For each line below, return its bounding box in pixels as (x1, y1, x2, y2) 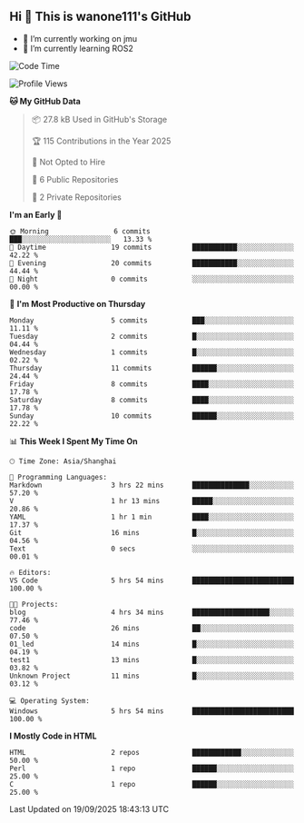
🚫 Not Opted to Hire (31, 156, 106, 167)
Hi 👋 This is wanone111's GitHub (9, 9, 191, 25)
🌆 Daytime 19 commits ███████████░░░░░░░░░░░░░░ (9, 243, 295, 252)
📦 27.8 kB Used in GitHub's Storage (31, 114, 168, 124)
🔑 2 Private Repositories (31, 192, 123, 203)
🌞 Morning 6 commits (9, 226, 152, 236)
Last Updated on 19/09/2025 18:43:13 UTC (9, 803, 170, 814)
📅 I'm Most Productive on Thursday (9, 298, 146, 309)
